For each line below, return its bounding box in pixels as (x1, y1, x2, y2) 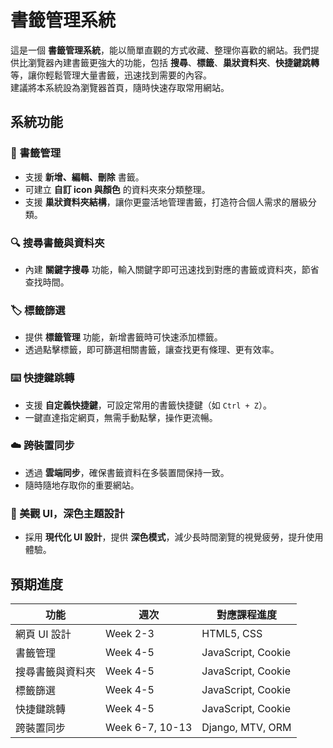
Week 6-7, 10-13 (105, 720, 193, 734)
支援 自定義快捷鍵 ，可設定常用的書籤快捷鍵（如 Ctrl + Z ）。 (24, 399, 272, 411)
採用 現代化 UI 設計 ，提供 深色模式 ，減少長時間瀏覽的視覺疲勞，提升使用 (24, 531, 324, 543)
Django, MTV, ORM (201, 720, 292, 734)
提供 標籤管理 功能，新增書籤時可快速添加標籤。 (24, 331, 223, 343)
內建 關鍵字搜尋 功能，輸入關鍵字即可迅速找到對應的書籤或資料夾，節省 (24, 263, 320, 275)
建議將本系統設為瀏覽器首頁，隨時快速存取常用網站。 (10, 81, 230, 93)
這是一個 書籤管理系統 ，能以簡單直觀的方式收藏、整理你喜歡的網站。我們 (10, 44, 311, 56)
